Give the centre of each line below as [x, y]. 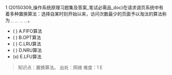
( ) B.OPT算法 [27, 37]
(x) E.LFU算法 [27, 57]
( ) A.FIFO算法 [27, 31]
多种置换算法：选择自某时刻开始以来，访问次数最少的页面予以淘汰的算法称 [88, 14]
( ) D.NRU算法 [27, 50]
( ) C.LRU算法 [27, 44]
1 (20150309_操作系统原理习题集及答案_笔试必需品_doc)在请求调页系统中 [82, 7]
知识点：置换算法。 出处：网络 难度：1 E [60, 67]
